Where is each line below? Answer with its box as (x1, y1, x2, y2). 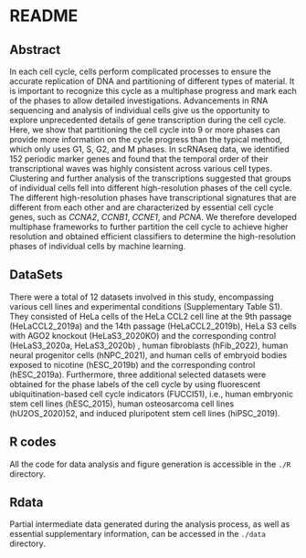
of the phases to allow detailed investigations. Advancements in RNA (9, 95, 269, 106)
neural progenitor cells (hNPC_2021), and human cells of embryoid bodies (9, 349, 288, 361)
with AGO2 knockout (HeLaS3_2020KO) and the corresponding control (9, 330, 277, 341)
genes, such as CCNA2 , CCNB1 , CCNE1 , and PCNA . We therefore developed (9, 212, 297, 222)
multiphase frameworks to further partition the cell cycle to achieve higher (9, 221, 289, 232)
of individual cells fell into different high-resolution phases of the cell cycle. (9, 183, 292, 193)
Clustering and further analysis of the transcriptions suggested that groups (9, 173, 291, 184)
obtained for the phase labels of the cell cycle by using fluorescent (9, 378, 261, 389)
